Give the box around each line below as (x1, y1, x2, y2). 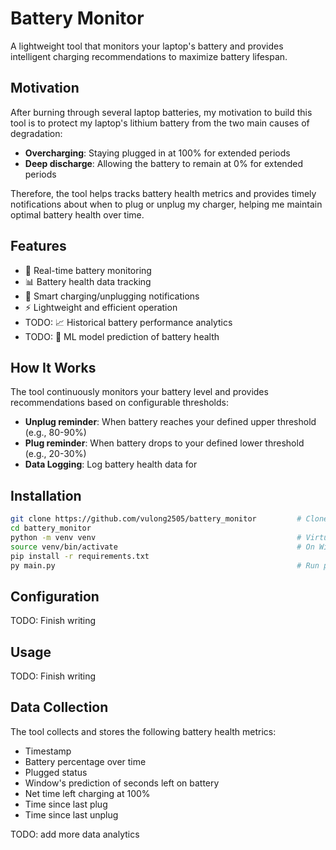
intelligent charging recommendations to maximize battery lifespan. (10, 50, 288, 62)
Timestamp (24, 745, 72, 757)
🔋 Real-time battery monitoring (24, 264, 152, 276)
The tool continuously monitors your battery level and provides (10, 386, 269, 398)
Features (10, 238, 67, 255)
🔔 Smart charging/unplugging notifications (24, 290, 200, 302)
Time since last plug (24, 798, 108, 810)
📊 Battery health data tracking (24, 275, 152, 287)
